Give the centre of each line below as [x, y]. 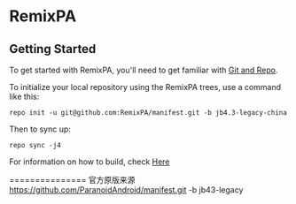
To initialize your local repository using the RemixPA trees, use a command [145, 87]
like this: [24, 96]
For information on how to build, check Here [90, 162]
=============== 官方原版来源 [72, 180]
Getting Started [53, 49]
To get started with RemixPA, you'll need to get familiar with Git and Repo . [144, 70]
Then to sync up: [40, 129]
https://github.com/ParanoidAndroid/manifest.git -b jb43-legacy [126, 190]
